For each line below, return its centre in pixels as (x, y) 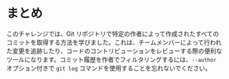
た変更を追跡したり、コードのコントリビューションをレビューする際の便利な (114, 51)
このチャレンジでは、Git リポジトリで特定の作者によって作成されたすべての (113, 34)
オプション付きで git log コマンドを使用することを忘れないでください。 (109, 68)
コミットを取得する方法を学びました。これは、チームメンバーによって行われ (114, 42)
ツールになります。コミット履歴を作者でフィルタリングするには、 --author (111, 59)
